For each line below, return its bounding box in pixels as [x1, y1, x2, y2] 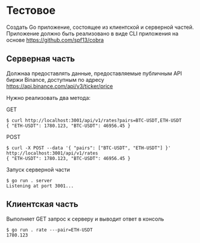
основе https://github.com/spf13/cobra [6, 36, 104, 43]
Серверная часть [6, 54, 75, 64]
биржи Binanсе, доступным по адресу [6, 76, 104, 83]
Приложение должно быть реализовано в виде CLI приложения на [6, 29, 179, 37]
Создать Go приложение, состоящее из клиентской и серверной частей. [6, 23, 194, 31]
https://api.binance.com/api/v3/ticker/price [6, 82, 113, 90]
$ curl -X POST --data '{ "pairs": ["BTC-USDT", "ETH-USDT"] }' [6, 145, 171, 151]
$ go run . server [6, 177, 52, 183]
